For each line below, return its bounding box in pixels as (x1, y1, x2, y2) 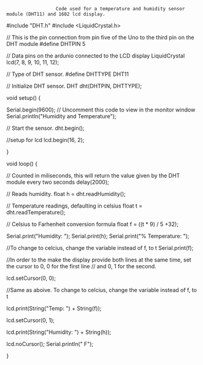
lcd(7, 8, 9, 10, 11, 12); (6, 59, 59, 66)
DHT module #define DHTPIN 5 (6, 40, 86, 47)
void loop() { (6, 160, 38, 167)
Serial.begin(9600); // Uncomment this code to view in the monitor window (6, 106, 196, 113)
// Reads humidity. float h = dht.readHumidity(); (6, 190, 126, 197)
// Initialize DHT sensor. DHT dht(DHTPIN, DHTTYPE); (6, 83, 142, 89)
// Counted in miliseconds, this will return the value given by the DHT (6, 172, 180, 179)
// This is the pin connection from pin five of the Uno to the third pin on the (6, 34, 194, 41)
